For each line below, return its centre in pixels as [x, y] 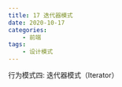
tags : [17, 45]
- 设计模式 [38, 52]
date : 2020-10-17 [37, 23]
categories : [28, 30]
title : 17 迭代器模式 [41, 15]
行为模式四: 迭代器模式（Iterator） [63, 75]
